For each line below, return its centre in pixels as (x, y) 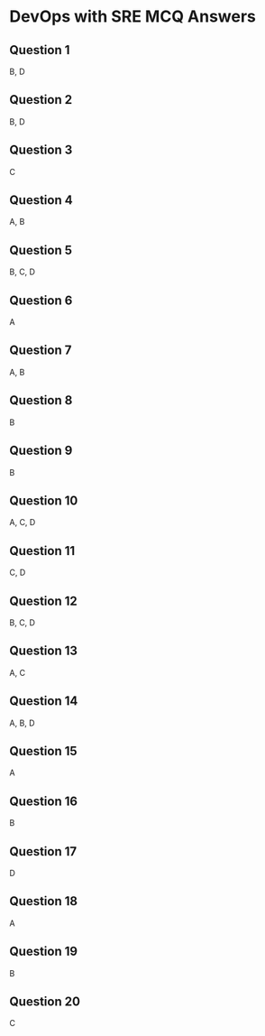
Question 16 (44, 801)
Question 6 (41, 300)
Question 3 (41, 150)
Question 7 (41, 351)
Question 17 (43, 851)
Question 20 (45, 1002)
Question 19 (44, 952)
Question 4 (41, 200)
